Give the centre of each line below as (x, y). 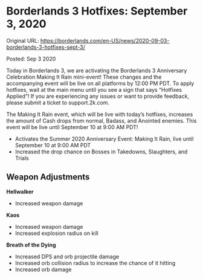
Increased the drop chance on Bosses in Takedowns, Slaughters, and (101, 152)
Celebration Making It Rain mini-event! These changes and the (84, 77)
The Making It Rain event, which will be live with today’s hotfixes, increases (100, 114)
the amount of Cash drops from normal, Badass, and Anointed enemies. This (101, 120)
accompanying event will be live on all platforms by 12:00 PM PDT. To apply (100, 83)
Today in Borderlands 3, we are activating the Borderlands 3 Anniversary (97, 70)
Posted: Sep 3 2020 (31, 59)
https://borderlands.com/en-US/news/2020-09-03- (105, 40)
